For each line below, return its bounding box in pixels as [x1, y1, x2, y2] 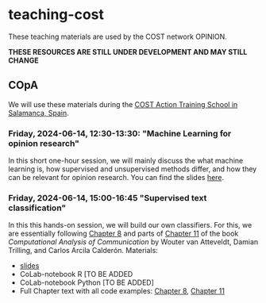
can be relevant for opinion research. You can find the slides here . [8, 173, 225, 182]
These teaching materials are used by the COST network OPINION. [8, 32, 228, 41]
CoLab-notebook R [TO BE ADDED [19, 270, 133, 279]
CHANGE [8, 56, 39, 65]
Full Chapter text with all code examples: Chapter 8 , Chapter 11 [19, 286, 225, 296]
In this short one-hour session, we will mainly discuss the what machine [8, 156, 244, 166]
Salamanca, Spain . [8, 108, 69, 117]
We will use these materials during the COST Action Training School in [8, 99, 238, 109]
